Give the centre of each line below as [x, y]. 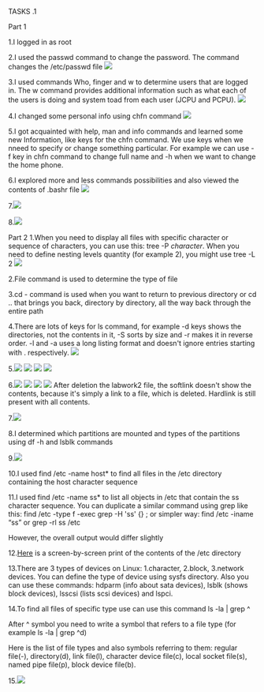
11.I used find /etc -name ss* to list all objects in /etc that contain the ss [124, 497]
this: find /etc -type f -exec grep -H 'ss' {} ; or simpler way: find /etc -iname [131, 514]
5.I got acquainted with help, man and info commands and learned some [126, 131]
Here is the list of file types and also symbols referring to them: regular [123, 648]
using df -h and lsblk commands [61, 442]
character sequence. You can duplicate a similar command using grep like [128, 506]
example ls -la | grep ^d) [48, 632]
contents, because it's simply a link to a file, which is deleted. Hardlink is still [132, 393]
